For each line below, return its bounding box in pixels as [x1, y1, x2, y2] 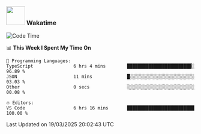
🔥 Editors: [6, 100, 34, 106]
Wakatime [26, 19, 57, 27]
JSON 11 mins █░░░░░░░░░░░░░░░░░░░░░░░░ [6, 74, 195, 80]
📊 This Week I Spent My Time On [6, 44, 91, 51]
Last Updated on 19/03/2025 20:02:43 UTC [6, 121, 114, 128]
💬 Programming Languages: [6, 58, 71, 64]
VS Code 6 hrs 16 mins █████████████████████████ [6, 105, 195, 111]
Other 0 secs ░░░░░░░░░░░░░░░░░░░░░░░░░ [6, 84, 195, 90]
